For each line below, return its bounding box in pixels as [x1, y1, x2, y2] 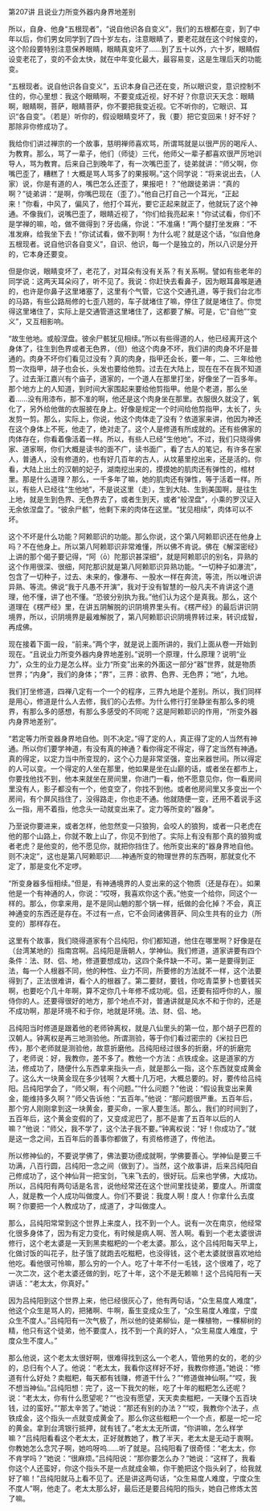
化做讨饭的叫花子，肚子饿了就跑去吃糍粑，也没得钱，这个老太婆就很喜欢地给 [8, 1249, 262, 1258]
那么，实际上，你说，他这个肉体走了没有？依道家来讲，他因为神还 [43, 414, 262, 424]
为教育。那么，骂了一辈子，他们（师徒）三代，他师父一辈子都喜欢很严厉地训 [8, 149, 262, 158]
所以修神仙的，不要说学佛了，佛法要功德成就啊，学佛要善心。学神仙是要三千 [8, 1151, 262, 1160]
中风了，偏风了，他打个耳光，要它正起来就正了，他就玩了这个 [47, 199, 252, 208]
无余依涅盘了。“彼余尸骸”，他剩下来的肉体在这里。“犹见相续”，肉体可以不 [8, 505, 253, 514]
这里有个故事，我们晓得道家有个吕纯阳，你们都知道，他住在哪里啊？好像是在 [8, 936, 262, 945]
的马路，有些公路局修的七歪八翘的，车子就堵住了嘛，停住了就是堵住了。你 [8, 297, 255, 306]
